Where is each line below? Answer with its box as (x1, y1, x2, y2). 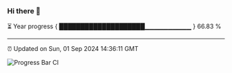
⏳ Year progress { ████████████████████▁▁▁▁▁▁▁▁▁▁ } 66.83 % (7, 22, 222, 30)
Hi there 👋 (7, 6, 41, 16)
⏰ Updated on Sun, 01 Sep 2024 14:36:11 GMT (7, 45, 139, 53)
